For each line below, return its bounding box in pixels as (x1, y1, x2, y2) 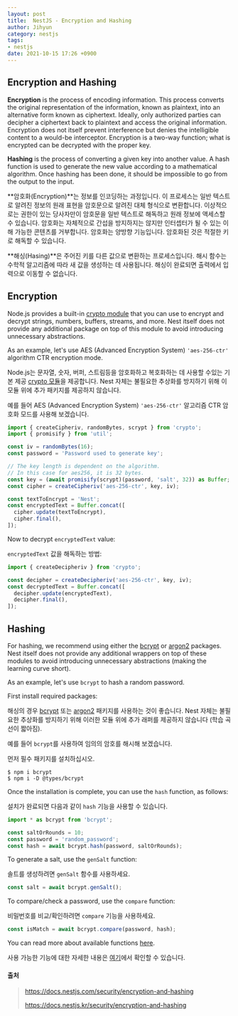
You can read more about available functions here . (7, 938, 155, 947)
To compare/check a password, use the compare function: (7, 897, 175, 906)
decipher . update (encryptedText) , (13, 590, 113, 597)
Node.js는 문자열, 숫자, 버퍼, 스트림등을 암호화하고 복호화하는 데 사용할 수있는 (7, 368, 223, 376)
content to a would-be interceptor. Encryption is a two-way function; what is (7, 133, 231, 142)
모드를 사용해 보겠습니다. (20, 410, 90, 418)
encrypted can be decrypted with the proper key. (7, 140, 151, 149)
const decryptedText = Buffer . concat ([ (7, 583, 126, 591)
